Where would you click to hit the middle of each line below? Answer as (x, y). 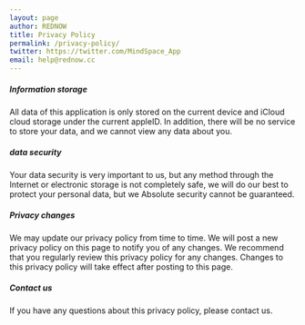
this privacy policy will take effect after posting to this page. (122, 266)
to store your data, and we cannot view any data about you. (121, 131)
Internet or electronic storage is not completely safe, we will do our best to (149, 184)
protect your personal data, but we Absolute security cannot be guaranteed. (152, 194)
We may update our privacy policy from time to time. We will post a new (144, 238)
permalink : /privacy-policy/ (65, 43)
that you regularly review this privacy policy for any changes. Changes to (147, 257)
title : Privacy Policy (52, 34)
